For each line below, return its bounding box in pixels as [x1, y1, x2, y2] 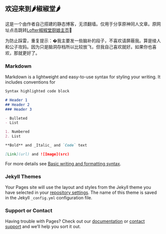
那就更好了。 [13, 50, 40, 56]
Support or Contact [5, 207, 53, 214]
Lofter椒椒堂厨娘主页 [27, 27, 69, 33]
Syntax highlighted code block [5, 89, 70, 94]
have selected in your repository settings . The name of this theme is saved [5, 189, 157, 195]
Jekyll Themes [5, 173, 41, 180]
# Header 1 [5, 97, 28, 102]
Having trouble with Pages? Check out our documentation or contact [5, 218, 145, 224]
